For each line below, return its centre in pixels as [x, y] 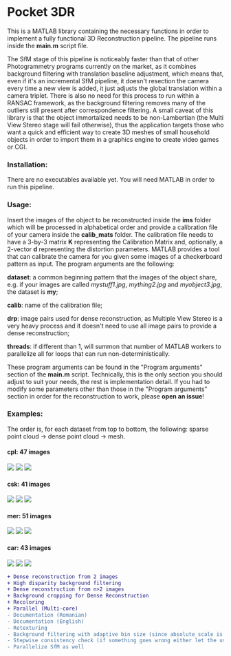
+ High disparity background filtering [64, 583]
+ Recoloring [26, 602]
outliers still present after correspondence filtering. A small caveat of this [110, 110]
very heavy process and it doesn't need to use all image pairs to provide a [112, 326]
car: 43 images [29, 548]
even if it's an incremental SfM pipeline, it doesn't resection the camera [108, 81]
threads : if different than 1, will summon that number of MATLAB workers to [114, 346]
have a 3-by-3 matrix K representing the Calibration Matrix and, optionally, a [115, 242]
